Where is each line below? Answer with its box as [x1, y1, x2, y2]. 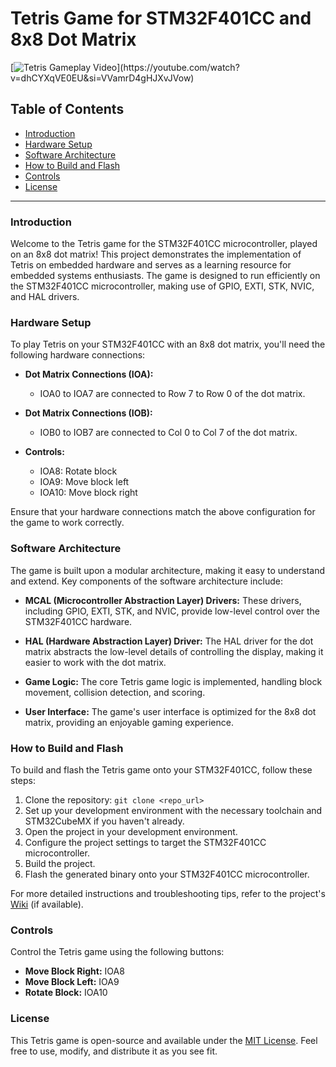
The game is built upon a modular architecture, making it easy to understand [10, 564, 326, 576]
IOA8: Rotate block [39, 465, 118, 477]
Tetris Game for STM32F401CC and [10, 7, 312, 30]
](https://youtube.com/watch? [116, 61, 240, 73]
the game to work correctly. [10, 517, 125, 529]
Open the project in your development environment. [24, 825, 238, 837]
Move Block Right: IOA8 [24, 965, 125, 977]
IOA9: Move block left [39, 476, 130, 488]
